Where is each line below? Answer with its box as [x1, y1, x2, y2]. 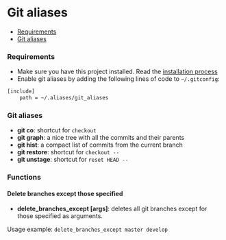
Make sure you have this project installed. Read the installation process [16, 67, 218, 76]
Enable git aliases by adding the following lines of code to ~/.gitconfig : [16, 75, 221, 83]
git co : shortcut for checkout [16, 126, 97, 134]
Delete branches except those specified [7, 189, 123, 197]
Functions [7, 173, 41, 182]
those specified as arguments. [16, 212, 103, 220]
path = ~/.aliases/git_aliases [19, 95, 109, 101]
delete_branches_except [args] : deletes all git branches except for [16, 204, 208, 213]
